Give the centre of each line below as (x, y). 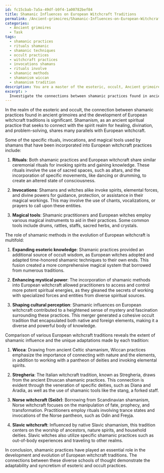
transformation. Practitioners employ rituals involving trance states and (83, 410)
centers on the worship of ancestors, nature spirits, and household (79, 430)
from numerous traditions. (38, 270)
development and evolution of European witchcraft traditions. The (71, 455)
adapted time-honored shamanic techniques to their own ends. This (80, 260)
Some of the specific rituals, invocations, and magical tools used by (73, 140)
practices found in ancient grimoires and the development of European (76, 115)
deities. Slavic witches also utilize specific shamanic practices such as (83, 435)
